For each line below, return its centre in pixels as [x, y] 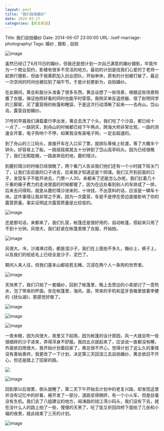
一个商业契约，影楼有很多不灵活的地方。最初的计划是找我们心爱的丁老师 [82, 70]
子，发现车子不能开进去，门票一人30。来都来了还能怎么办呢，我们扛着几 [78, 178]
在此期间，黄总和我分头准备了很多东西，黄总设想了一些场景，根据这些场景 [80, 92]
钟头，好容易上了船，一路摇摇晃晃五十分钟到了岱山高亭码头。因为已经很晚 [80, 150]
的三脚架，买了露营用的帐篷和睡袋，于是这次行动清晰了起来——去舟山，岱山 [82, 104]
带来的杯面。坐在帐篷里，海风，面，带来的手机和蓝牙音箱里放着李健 [90, 291]
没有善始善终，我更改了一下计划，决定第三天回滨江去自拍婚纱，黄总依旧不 [80, 354]
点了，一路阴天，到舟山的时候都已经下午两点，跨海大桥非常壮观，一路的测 [84, 127]
